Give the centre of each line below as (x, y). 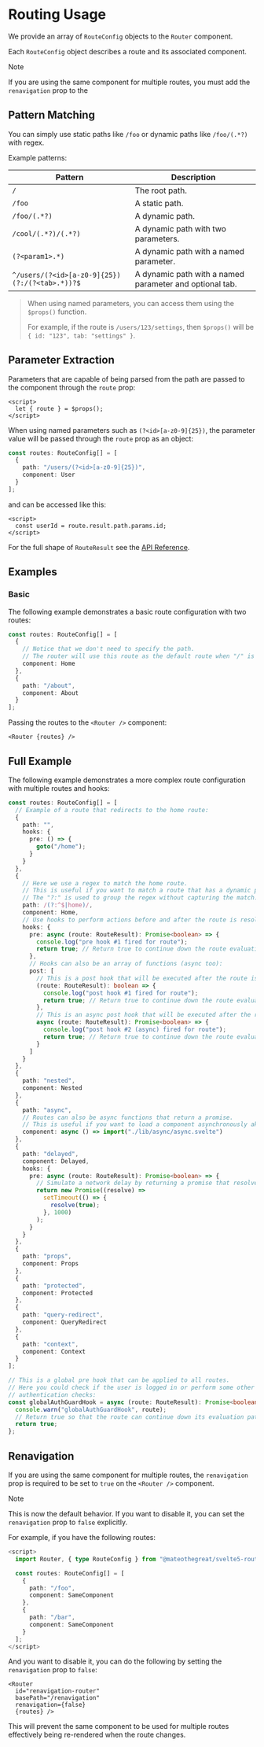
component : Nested (52, 1088)
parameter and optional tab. (186, 283)
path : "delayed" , (51, 1154)
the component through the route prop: (72, 387)
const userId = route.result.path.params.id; (91, 526)
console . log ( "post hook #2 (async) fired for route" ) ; (134, 1030)
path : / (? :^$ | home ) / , (57, 905)
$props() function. (57, 312)
